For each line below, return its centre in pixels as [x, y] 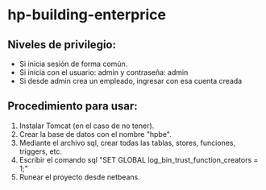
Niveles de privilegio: [62, 45]
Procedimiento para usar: [73, 106]
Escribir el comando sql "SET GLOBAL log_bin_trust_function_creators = [139, 159]
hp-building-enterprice [87, 15]
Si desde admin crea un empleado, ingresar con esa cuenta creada [131, 81]
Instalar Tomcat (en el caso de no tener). [87, 126]
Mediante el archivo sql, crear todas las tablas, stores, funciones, [127, 142]
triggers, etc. [40, 151]
